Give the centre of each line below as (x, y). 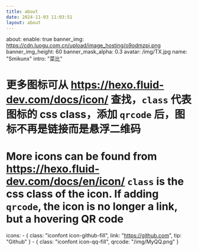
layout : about (24, 22)
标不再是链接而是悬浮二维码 (74, 129)
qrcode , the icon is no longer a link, (92, 206)
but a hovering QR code (65, 219)
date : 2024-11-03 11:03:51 (39, 17)
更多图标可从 (38, 85)
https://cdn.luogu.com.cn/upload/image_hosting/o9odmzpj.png (84, 45)
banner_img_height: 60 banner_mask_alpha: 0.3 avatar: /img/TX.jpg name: (97, 52)
